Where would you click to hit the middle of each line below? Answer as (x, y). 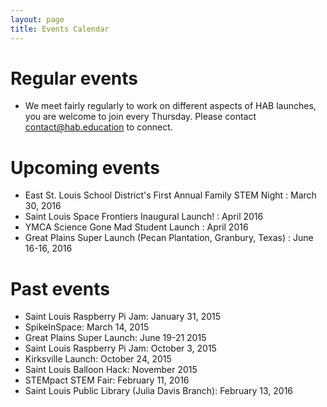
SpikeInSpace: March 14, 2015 (87, 327)
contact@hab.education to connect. (98, 127)
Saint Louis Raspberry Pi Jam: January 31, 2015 (123, 317)
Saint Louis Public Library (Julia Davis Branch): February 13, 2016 (159, 391)
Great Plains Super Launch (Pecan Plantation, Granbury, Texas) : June (169, 238)
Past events (60, 288)
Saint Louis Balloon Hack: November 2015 (111, 370)
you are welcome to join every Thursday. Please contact (140, 117)
